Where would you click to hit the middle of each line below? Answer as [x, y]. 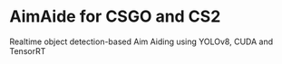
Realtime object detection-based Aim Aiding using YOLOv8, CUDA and [141, 41]
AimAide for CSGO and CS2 [115, 17]
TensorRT [28, 50]
